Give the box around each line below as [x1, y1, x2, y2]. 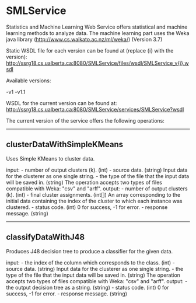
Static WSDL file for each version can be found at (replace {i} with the [6, 47, 174, 54]
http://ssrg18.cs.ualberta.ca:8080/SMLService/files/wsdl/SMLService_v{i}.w [6, 60, 190, 67]
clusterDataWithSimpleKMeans [6, 140, 124, 149]
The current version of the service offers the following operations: [6, 117, 165, 124]
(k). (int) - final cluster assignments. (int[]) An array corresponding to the [6, 191, 181, 198]
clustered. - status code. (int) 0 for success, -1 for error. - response [6, 203, 168, 211]
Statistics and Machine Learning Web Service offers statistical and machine [6, 23, 188, 30]
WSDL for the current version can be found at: [6, 99, 117, 106]
